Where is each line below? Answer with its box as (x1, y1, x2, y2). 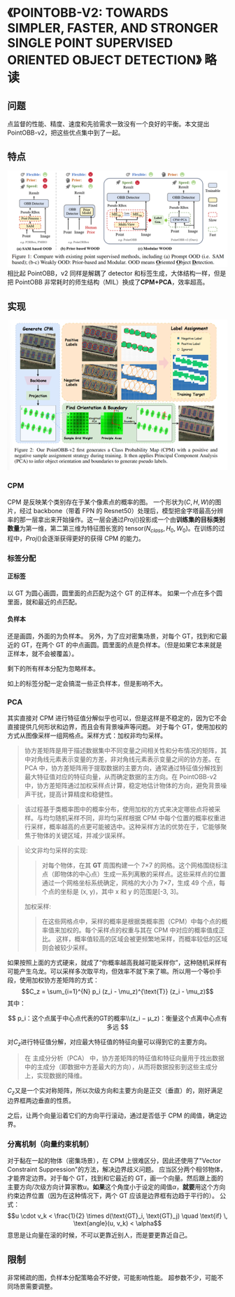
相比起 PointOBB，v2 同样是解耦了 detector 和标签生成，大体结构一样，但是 (7, 269, 227, 278)
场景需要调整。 (13, 1282, 57, 1290)
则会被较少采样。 (41, 944, 92, 952)
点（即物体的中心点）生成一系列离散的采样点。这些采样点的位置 (41, 870, 226, 878)
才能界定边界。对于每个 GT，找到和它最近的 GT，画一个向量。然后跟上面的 (7, 1174, 224, 1183)
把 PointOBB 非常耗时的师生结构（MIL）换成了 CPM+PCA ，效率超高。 (7, 278, 209, 287)
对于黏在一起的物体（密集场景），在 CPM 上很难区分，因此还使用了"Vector (7, 1157, 222, 1165)
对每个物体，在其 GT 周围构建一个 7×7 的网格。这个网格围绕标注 (41, 861, 228, 869)
